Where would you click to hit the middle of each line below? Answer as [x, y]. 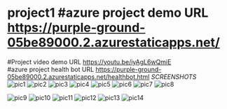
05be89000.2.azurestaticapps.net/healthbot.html [78, 77]
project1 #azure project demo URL [108, 13]
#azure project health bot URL [51, 69]
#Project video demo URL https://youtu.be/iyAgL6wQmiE [89, 61]
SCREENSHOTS [174, 77]
